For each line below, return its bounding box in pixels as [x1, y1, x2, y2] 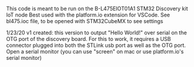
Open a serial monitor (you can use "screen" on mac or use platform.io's [6, 48, 184, 55]
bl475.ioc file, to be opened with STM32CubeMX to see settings [6, 18, 164, 24]
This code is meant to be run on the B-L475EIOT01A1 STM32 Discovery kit [6, 5, 189, 12]
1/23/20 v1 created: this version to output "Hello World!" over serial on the [6, 29, 187, 36]
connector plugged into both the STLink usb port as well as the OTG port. [6, 42, 186, 49]
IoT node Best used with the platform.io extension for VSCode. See [6, 11, 170, 18]
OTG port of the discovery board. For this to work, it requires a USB [6, 36, 171, 42]
